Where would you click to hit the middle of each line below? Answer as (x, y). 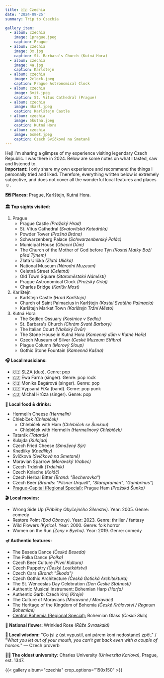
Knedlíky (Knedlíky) (32, 451)
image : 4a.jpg (29, 65)
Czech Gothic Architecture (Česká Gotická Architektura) (70, 578)
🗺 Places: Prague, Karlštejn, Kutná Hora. (48, 195)
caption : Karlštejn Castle (42, 112)
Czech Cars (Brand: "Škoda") (42, 573)
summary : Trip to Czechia (32, 19)
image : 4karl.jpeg (33, 107)
